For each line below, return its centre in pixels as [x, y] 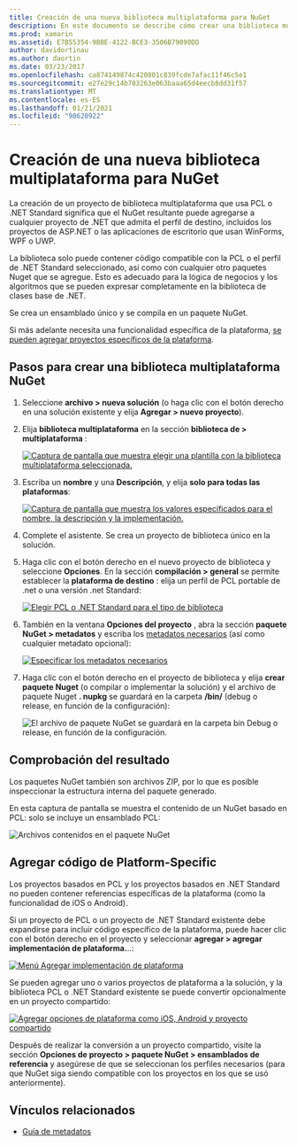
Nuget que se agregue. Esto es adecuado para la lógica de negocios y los [144, 277]
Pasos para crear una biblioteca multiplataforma [145, 367]
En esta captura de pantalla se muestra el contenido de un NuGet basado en [148, 808]
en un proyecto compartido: [60, 1001]
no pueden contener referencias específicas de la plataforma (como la [137, 893]
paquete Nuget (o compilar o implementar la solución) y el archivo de [149, 686]
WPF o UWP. [32, 241]
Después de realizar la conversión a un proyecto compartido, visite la [135, 1045]
